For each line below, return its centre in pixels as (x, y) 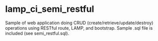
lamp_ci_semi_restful (50, 9)
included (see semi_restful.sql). (37, 33)
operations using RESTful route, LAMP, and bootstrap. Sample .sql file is (79, 28)
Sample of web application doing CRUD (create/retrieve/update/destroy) (79, 23)
